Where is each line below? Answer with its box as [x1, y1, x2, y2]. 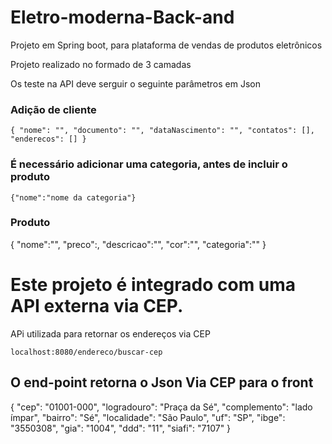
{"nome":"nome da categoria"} [10, 192, 137, 203]
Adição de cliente [10, 102, 97, 116]
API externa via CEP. [10, 295, 184, 318]
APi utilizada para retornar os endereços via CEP [10, 327, 211, 340]
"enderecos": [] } [10, 134, 87, 145]
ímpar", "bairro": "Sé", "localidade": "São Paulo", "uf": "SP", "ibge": [10, 411, 286, 423]
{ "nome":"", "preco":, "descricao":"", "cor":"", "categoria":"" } [10, 238, 267, 250]
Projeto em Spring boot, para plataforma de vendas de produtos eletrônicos [10, 39, 323, 51]
